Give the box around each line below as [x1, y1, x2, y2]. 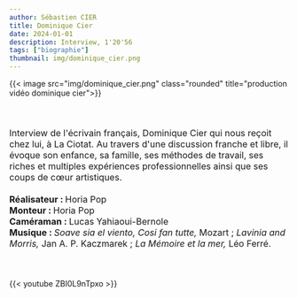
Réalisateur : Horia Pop [9, 194, 107, 205]
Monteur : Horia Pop [9, 204, 95, 217]
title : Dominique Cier [9, 21, 93, 30]
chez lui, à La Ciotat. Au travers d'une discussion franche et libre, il [9, 138, 288, 150]
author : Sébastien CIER [9, 12, 98, 22]
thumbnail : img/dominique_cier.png [9, 54, 141, 63]
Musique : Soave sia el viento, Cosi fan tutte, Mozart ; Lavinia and [9, 226, 286, 239]
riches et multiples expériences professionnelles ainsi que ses [9, 160, 269, 172]
